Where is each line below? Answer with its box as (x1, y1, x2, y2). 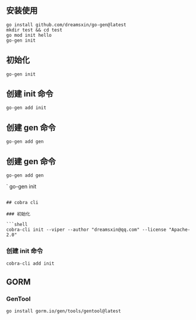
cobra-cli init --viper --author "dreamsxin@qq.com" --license (6, 227, 167, 233)
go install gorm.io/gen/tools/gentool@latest (6, 308, 121, 314)
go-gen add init (6, 105, 46, 111)
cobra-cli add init (6, 261, 55, 266)
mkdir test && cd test (6, 27, 63, 33)
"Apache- (169, 227, 191, 233)
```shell (6, 222, 28, 228)
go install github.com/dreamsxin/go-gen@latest (6, 21, 127, 28)
